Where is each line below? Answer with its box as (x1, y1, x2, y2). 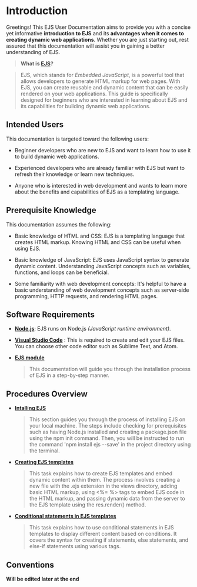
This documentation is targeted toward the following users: (6, 135, 149, 142)
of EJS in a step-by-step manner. (29, 372, 110, 379)
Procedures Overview (6, 389, 88, 399)
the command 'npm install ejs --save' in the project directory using (29, 441, 191, 448)
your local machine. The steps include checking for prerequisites (29, 422, 187, 429)
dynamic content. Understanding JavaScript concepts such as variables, (14, 262, 191, 269)
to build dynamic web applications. (14, 153, 99, 160)
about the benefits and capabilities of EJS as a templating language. (14, 188, 180, 195)
